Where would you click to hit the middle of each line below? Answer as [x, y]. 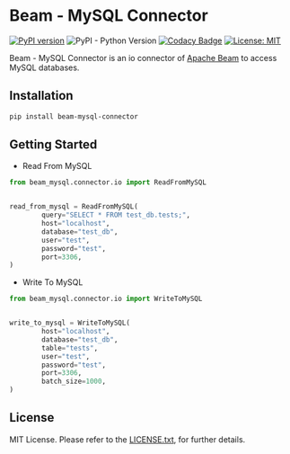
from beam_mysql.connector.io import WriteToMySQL [106, 299]
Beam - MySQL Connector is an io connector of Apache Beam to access [143, 58]
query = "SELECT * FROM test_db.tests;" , [116, 215]
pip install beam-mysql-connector [74, 116]
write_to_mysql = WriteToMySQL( [70, 323]
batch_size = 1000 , [74, 382]
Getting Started [53, 145]
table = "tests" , [70, 348]
